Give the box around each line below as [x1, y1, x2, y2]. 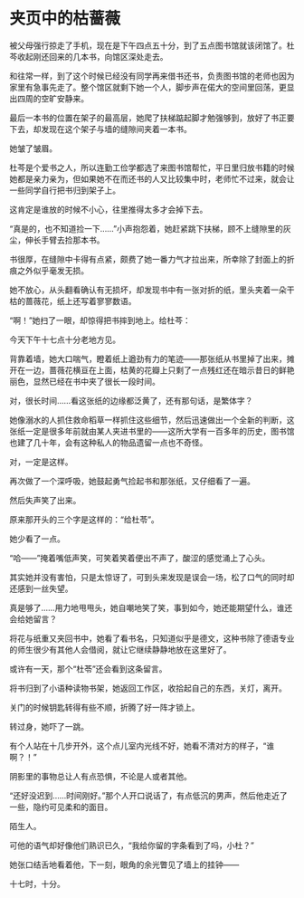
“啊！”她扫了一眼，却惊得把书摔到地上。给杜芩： [9, 314, 192, 326]
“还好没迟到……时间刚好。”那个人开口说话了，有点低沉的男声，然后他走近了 [9, 789, 288, 801]
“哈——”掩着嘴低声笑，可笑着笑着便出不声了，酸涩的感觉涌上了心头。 [9, 552, 271, 563]
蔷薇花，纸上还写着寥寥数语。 [24, 295, 137, 306]
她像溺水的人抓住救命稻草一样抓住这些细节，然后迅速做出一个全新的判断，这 [9, 414, 295, 425]
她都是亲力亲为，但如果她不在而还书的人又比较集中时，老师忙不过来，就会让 [9, 173, 295, 184]
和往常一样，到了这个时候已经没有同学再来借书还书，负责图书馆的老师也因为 [9, 70, 295, 81]
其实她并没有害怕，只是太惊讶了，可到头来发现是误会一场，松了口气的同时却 [9, 571, 295, 582]
